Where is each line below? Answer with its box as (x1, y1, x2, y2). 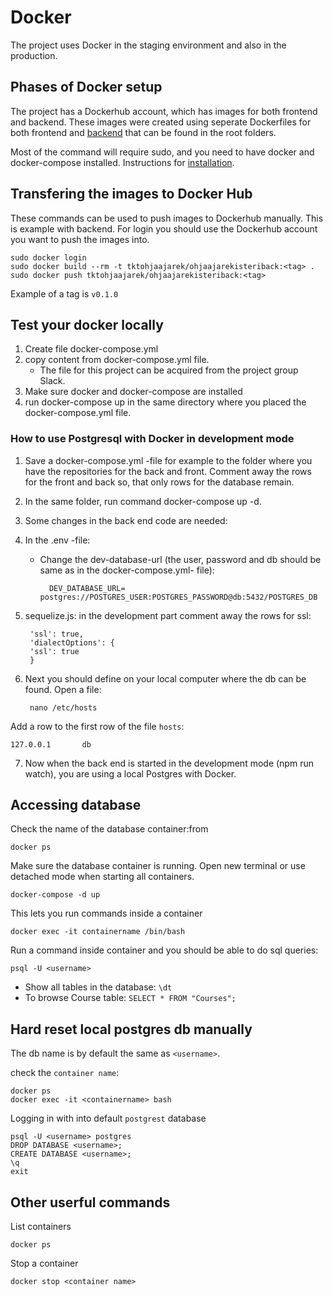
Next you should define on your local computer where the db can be (24, 672, 307, 685)
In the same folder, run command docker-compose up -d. (24, 495, 262, 507)
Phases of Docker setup (10, 79, 163, 96)
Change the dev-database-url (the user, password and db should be (39, 553, 322, 565)
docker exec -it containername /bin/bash (10, 927, 186, 937)
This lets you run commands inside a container (10, 907, 203, 920)
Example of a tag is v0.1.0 (10, 287, 119, 300)
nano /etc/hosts (29, 702, 98, 713)
